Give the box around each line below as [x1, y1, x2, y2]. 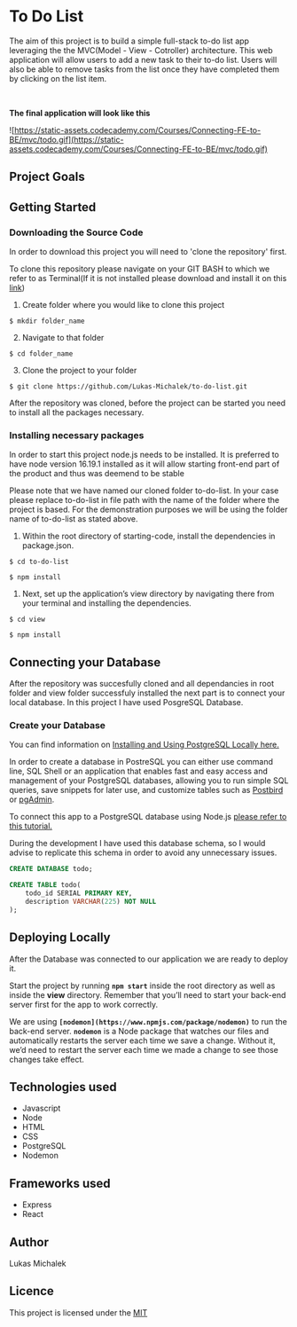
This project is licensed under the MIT [9, 1307, 148, 1318]
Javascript [21, 1103, 61, 1114]
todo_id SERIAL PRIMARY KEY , [25, 889, 133, 898]
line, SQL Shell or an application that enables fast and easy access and [9, 766, 269, 777]
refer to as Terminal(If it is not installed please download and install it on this [9, 273, 287, 284]
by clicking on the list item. [9, 73, 107, 83]
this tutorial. [9, 821, 53, 831]
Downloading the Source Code [9, 226, 144, 239]
